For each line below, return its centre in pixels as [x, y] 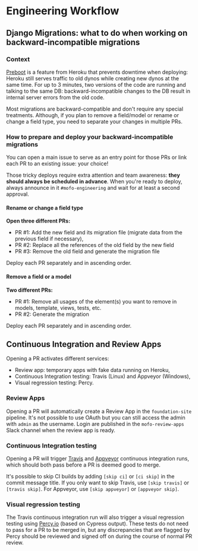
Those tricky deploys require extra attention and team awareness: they [93, 175]
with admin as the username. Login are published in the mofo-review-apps [95, 424]
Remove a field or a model [39, 276]
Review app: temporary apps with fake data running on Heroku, [92, 370]
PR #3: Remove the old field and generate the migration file [87, 252]
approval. [18, 194]
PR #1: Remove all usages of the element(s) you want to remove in [96, 301]
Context [18, 59]
